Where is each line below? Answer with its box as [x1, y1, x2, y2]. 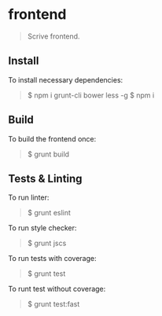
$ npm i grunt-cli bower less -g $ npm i [27, 90, 155, 100]
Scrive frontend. [27, 31, 80, 41]
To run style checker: [8, 223, 77, 233]
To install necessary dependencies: [8, 75, 123, 84]
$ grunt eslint [27, 208, 71, 218]
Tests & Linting [8, 171, 83, 186]
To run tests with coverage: [8, 254, 97, 263]
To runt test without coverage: [8, 285, 106, 294]
